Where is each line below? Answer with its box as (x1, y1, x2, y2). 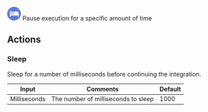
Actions (7, 34, 41, 46)
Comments (86, 85, 119, 94)
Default (159, 85, 181, 94)
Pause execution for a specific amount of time (22, 14, 153, 22)
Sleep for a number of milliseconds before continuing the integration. (7, 70, 202, 78)
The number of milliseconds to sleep (51, 95, 154, 103)
